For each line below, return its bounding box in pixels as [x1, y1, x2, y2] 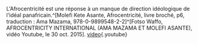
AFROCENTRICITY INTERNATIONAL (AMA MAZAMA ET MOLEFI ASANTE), [6, 24, 193, 31]
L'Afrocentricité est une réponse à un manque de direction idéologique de [6, 5, 190, 12]
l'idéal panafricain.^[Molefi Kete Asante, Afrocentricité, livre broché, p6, [6, 11, 185, 19]
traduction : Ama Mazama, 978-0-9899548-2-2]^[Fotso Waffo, [6, 18, 163, 25]
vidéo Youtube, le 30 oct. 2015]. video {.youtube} [6, 31, 128, 38]
